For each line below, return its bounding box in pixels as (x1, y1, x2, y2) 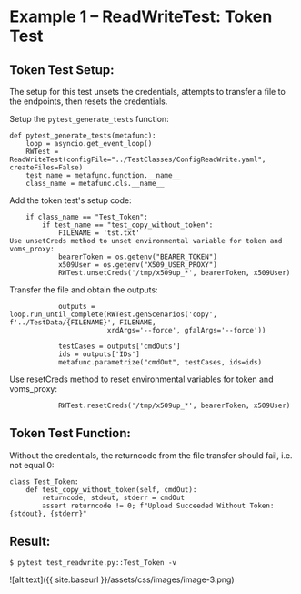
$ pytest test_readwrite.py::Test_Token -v (9, 558, 177, 567)
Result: (9, 534, 51, 549)
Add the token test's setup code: (9, 195, 132, 206)
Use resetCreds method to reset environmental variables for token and (9, 374, 274, 384)
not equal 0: (9, 459, 55, 470)
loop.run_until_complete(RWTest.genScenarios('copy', (9, 310, 218, 319)
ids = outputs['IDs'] (57, 350, 141, 359)
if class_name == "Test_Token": (25, 212, 148, 221)
